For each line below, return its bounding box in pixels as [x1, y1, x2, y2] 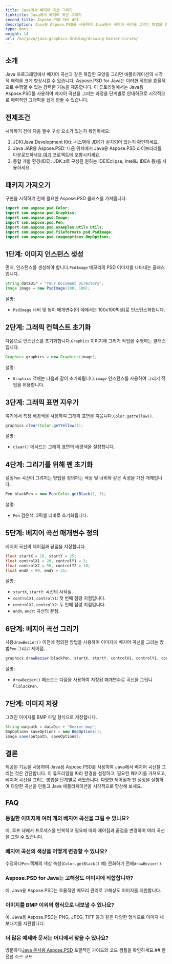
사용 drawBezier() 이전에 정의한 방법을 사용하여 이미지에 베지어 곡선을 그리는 [5, 639, 159, 645]
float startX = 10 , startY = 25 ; [5, 553, 77, 558]
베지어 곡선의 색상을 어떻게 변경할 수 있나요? [5, 847, 107, 855]
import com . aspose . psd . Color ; [5, 206, 70, 211]
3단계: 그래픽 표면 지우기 [5, 398, 79, 407]
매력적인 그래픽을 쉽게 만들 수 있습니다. [10, 97, 89, 103]
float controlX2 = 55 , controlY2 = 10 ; [5, 563, 91, 568]
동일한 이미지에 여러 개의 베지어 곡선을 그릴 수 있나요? [5, 815, 130, 822]
